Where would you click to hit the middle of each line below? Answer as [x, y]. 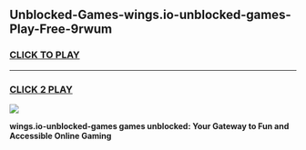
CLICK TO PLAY [45, 55]
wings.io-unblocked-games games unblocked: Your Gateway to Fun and [149, 125]
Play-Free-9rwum [61, 30]
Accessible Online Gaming [61, 135]
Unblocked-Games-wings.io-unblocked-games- [150, 15]
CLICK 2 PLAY [41, 89]
